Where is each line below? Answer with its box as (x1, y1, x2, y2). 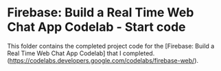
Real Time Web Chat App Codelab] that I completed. (7, 49, 155, 57)
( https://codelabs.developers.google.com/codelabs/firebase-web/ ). (7, 56, 199, 64)
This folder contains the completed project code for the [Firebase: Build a (7, 42, 215, 50)
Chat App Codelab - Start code (7, 19, 186, 35)
